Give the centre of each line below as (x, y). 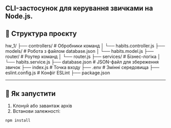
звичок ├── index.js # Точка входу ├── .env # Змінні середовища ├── (82, 68)
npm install (18, 121)
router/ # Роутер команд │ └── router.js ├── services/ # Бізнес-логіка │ (83, 57)
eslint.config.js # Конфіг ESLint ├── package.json (58, 73)
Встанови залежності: (36, 111)
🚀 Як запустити (31, 93)
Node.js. (19, 17)
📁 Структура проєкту (41, 33)
